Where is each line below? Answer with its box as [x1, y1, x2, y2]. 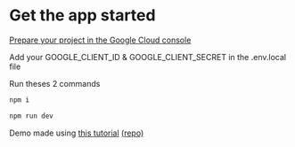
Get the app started [9, 5, 156, 26]
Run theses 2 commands [9, 78, 101, 89]
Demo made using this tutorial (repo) [9, 128, 144, 138]
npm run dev [9, 112, 53, 120]
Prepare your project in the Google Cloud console [9, 35, 192, 45]
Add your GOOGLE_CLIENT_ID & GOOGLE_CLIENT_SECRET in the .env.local [9, 51, 287, 62]
